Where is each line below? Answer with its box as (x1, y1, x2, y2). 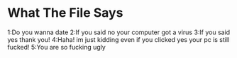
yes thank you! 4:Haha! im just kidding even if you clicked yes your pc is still (7, 35, 230, 43)
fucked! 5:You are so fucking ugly (7, 43, 106, 51)
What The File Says (7, 5, 123, 21)
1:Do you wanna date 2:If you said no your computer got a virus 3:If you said (7, 28, 231, 36)
